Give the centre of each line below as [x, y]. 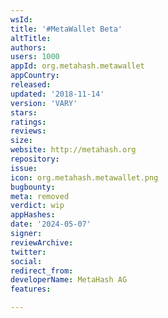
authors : [28, 47]
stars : [24, 112]
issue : [24, 168]
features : [31, 289]
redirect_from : [42, 271]
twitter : [28, 252]
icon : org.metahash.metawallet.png [84, 177]
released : [31, 85]
